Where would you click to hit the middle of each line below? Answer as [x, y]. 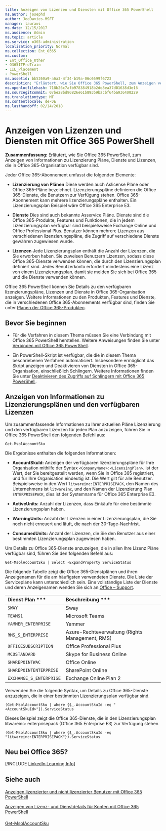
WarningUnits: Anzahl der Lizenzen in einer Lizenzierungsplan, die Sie [84, 518]
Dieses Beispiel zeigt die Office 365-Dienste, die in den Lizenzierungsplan [81, 718]
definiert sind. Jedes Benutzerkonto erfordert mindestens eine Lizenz [83, 266]
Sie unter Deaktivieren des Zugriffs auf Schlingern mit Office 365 [78, 376]
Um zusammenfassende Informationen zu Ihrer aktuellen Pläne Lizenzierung [83, 424]
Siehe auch [23, 779]
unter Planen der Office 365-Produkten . [46, 307]
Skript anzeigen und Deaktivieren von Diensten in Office [69, 366]
